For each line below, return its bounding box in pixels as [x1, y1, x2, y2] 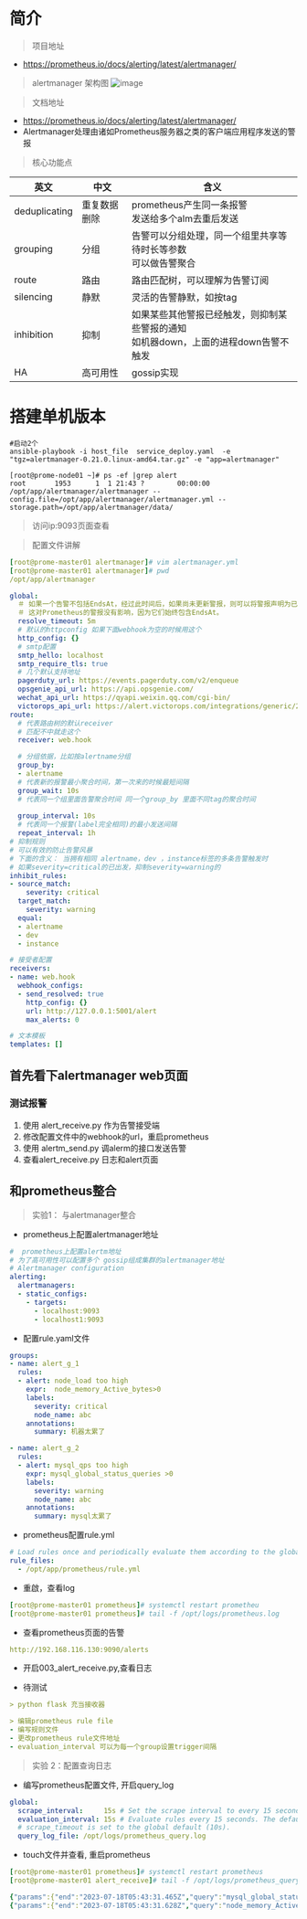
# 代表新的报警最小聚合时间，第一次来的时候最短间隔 [17, 778, 190, 787]
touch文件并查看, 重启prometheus [22, 1850, 151, 1861]
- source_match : [9, 879, 71, 889]
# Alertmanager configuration [9, 1264, 125, 1273]
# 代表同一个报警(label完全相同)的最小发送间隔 [17, 820, 177, 830]
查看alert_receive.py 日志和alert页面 [22, 1153, 159, 1165]
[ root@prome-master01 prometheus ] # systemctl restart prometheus [9, 1868, 263, 1877]
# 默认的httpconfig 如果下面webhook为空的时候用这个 [17, 625, 202, 634]
